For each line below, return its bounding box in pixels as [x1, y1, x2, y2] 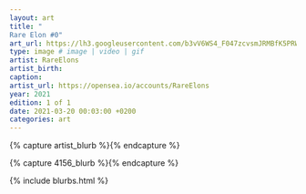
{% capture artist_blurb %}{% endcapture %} [9, 140, 180, 151]
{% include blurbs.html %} [9, 175, 109, 187]
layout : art [9, 13, 55, 23]
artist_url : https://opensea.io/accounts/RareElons [9, 81, 209, 90]
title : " [9, 22, 43, 31]
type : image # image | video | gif [9, 47, 145, 56]
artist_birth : [9, 65, 64, 74]
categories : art [9, 115, 71, 124]
